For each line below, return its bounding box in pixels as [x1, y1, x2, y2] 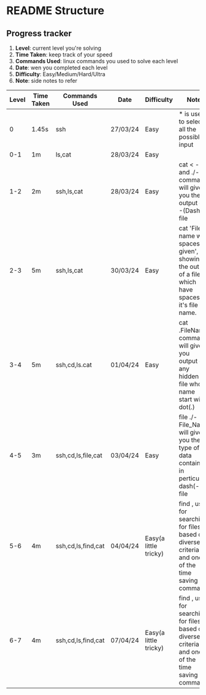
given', [178, 247, 199, 255]
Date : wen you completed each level [15, 64, 108, 71]
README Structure [6, 4, 105, 18]
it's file [178, 301, 198, 309]
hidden [178, 372, 199, 381]
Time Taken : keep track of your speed [15, 51, 113, 58]
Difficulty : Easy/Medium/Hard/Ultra [15, 71, 105, 77]
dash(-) [178, 482, 202, 490]
